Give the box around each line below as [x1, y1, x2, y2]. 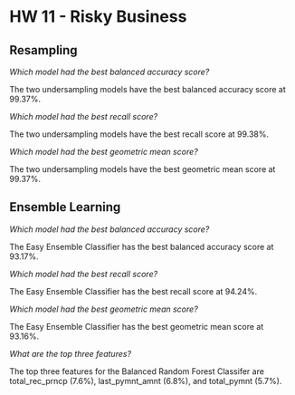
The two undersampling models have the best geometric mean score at [9, 164, 276, 174]
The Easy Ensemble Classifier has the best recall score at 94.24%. [9, 285, 258, 296]
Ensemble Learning [9, 199, 121, 215]
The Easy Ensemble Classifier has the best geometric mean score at [9, 321, 264, 332]
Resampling [9, 43, 79, 58]
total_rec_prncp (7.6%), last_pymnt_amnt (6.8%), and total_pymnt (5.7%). [9, 375, 282, 386]
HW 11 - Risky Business [9, 6, 187, 27]
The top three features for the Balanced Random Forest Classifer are [9, 365, 265, 377]
